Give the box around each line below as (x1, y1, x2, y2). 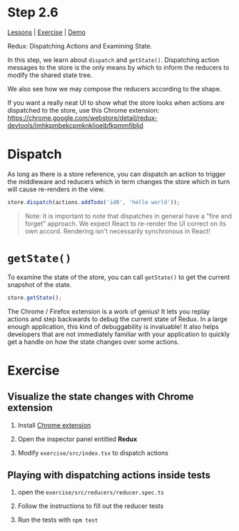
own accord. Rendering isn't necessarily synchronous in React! (24, 226, 210, 236)
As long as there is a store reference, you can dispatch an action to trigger (7, 169, 226, 178)
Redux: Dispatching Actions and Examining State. (7, 41, 153, 50)
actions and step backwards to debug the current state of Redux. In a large (7, 315, 228, 323)
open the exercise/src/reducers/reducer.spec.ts (17, 488, 164, 497)
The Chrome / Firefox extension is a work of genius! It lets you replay (7, 307, 210, 315)
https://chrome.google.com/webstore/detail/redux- (7, 113, 158, 122)
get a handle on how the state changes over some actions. (7, 337, 180, 346)
